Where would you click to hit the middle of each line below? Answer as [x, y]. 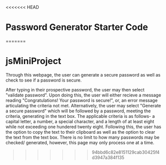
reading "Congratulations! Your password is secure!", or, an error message [82, 100]
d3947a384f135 [108, 157]
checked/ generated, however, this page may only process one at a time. [80, 142]
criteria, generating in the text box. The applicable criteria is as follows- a [80, 116]
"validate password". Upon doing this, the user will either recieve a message [83, 95]
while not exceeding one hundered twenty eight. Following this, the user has [83, 127]
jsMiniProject [33, 61]
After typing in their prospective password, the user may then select [75, 89]
